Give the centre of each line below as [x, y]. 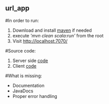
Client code [24, 66]
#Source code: [21, 50]
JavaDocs [23, 91]
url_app [17, 8]
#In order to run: [22, 20]
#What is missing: [24, 76]
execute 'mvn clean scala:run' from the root [58, 35]
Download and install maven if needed [52, 30]
